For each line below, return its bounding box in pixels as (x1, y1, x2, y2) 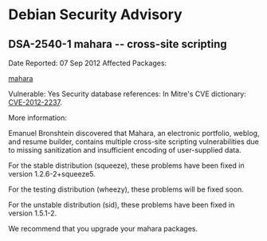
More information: (8, 113, 68, 122)
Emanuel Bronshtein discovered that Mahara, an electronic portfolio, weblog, (8, 129, 260, 138)
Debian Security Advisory (8, 6, 183, 24)
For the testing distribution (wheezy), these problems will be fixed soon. (8, 185, 245, 194)
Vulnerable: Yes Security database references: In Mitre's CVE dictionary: (8, 89, 247, 99)
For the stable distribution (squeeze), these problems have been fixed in (8, 161, 245, 170)
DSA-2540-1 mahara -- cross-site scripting (8, 37, 227, 51)
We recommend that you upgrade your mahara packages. (8, 224, 198, 233)
